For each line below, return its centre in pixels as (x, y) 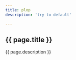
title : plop (18, 10)
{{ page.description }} (28, 52)
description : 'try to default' (39, 15)
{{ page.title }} (29, 39)
